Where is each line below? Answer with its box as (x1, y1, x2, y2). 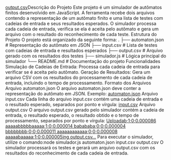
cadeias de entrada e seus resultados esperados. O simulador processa (5, 20, 157, 26)
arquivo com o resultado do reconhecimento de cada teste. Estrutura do (5, 31, 157, 37)
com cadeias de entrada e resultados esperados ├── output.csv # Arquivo (5, 48, 163, 53)
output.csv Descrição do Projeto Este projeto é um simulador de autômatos (5, 5, 162, 10)
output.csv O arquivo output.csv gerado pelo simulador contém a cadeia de (5, 107, 164, 113)
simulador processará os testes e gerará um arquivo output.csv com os (5, 145, 156, 150)
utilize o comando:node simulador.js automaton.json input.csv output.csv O (5, 139, 164, 145)
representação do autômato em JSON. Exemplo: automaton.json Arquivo (5, 91, 158, 97)
